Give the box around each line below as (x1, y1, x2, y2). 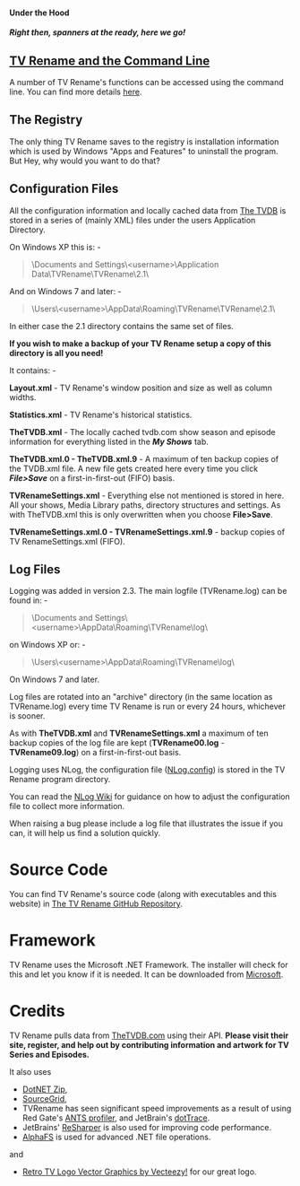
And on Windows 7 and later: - (9, 285, 123, 296)
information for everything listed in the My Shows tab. (9, 436, 209, 447)
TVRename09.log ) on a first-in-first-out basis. (9, 747, 182, 758)
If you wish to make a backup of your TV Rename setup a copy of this (9, 337, 271, 349)
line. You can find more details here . (9, 86, 142, 98)
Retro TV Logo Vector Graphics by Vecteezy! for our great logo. (21, 1166, 257, 1177)
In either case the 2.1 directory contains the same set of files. (9, 320, 235, 331)
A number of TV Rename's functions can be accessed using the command (9, 77, 284, 88)
